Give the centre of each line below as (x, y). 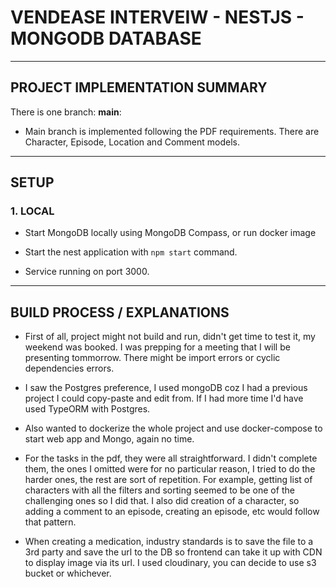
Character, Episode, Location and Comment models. (132, 142)
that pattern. (50, 522)
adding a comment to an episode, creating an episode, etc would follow (172, 512)
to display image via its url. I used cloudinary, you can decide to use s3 (170, 563)
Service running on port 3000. (87, 272)
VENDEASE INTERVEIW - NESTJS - (157, 17)
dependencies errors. (69, 368)
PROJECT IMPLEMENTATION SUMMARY (139, 87)
